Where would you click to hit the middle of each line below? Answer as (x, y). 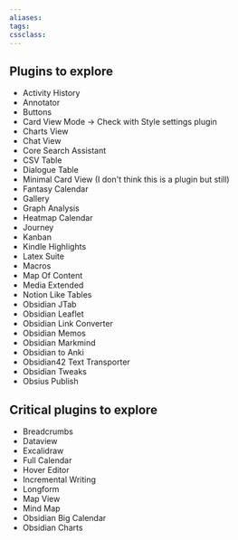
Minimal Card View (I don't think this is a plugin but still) (126, 180)
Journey (38, 228)
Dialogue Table (50, 170)
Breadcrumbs (48, 431)
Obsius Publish (50, 382)
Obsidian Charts (52, 527)
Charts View (45, 131)
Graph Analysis (51, 208)
